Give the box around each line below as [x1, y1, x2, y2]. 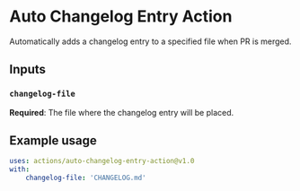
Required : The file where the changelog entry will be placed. [9, 107, 234, 117]
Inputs [9, 62, 47, 77]
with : [9, 165, 30, 174]
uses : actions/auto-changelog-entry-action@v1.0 [9, 157, 195, 166]
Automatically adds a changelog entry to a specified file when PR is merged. [9, 36, 292, 47]
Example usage [9, 133, 97, 149]
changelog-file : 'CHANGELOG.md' [25, 173, 146, 183]
